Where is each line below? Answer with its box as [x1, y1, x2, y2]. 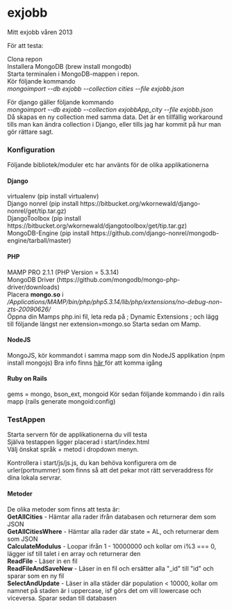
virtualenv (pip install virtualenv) [7, 192, 99, 200]
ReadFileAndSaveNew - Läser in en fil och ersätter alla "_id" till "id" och [7, 564, 214, 572]
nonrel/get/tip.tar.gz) [7, 207, 67, 215]
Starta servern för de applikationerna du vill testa [7, 430, 147, 439]
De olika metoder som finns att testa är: [7, 505, 120, 513]
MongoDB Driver [7, 275, 56, 283]
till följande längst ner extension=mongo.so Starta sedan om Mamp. [7, 319, 201, 328]
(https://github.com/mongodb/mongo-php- [56, 275, 181, 283]
